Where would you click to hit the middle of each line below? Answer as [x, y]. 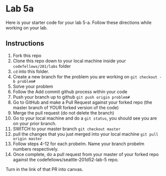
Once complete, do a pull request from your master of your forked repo [86, 154]
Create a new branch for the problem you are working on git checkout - [87, 77]
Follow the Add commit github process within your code [70, 91]
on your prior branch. [35, 123]
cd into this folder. [31, 71]
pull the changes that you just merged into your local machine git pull [85, 134]
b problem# [24, 81]
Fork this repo [27, 55]
